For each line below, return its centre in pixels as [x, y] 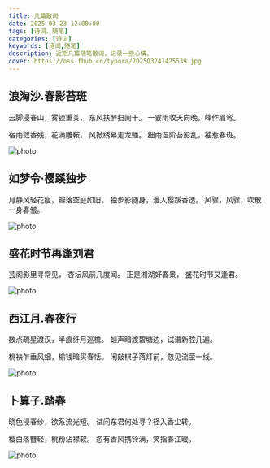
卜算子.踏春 [37, 400]
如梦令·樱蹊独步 [48, 178]
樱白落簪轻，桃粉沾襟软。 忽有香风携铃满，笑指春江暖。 [102, 439]
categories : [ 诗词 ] [40, 39]
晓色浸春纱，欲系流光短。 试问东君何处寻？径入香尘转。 [102, 421]
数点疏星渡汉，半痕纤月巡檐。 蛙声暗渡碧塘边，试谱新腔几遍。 [113, 340]
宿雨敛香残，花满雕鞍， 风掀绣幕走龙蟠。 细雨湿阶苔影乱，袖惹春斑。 [124, 134]
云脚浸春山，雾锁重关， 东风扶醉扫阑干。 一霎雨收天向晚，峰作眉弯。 [124, 117]
